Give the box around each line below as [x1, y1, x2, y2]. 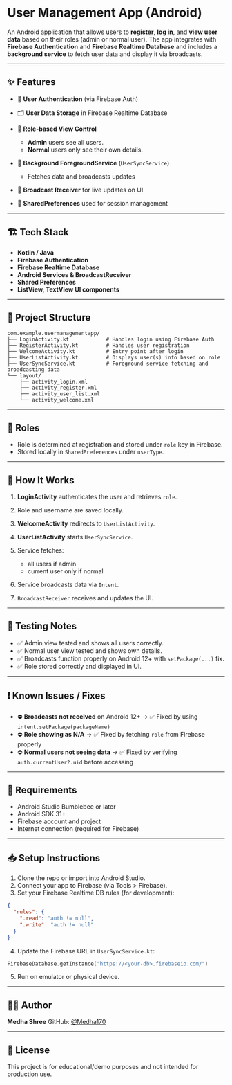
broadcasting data [7, 366, 60, 373]
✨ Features [7, 76, 56, 88]
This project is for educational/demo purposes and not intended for [7, 1063, 199, 1070]
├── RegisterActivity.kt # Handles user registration [7, 342, 190, 349]
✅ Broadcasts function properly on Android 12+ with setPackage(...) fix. [17, 654, 224, 663]
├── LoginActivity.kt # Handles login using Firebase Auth [7, 336, 215, 343]
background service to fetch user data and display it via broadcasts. [7, 50, 203, 58]
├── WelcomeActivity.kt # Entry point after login [7, 348, 184, 355]
